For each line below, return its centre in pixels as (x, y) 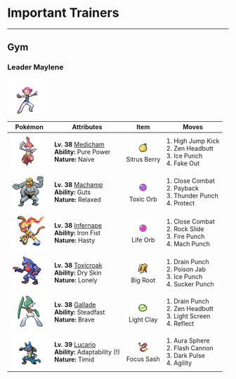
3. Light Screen (188, 316)
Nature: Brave (74, 319)
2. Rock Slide (185, 229)
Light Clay (143, 319)
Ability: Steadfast (80, 312)
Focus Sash (143, 359)
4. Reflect (180, 323)
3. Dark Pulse (185, 356)
